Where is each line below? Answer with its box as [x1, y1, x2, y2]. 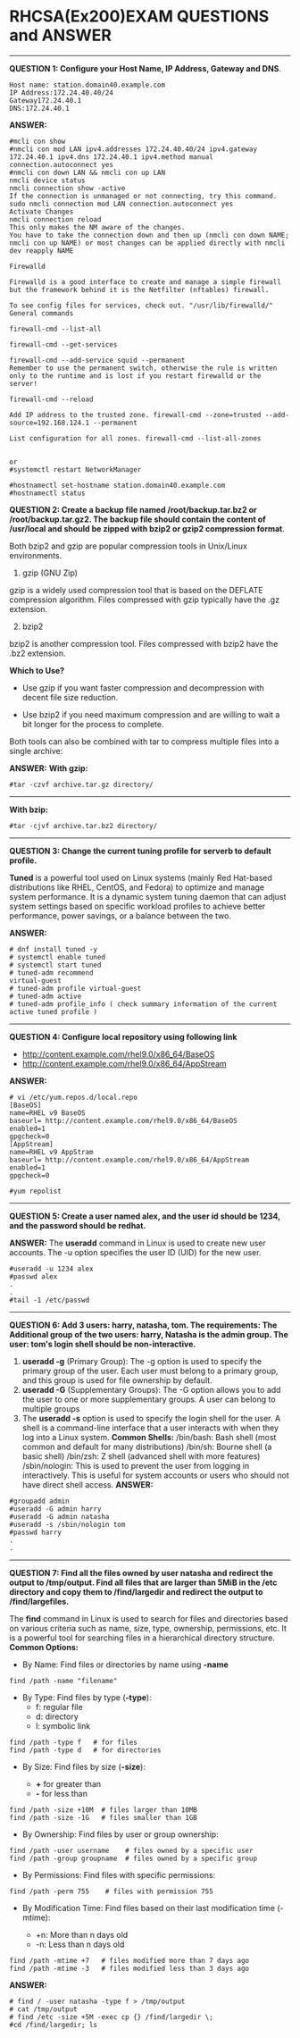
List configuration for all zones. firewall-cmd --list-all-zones [9, 433, 262, 443]
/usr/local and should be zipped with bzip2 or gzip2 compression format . [9, 523, 286, 533]
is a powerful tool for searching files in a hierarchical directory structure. [9, 1632, 275, 1643]
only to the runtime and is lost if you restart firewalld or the [9, 371, 262, 381]
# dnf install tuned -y [9, 944, 98, 953]
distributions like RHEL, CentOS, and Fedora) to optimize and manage [9, 882, 265, 893]
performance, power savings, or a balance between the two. [9, 910, 232, 921]
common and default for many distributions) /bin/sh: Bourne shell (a [21, 1441, 272, 1452]
